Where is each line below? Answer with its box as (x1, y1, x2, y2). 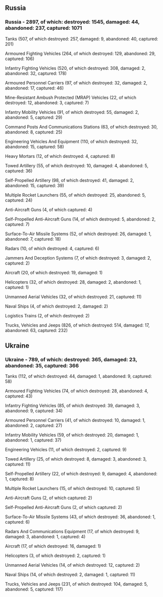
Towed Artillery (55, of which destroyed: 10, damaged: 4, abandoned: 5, (5, 162, 148, 168)
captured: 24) (5, 197, 33, 203)
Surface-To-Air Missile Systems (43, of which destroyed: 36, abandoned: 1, (5, 514, 156, 520)
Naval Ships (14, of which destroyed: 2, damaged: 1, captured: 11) (5, 572, 135, 577)
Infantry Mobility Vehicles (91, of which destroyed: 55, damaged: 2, (5, 109, 140, 115)
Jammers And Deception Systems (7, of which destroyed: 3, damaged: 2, (5, 255, 152, 261)
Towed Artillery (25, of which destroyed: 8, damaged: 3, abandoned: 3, (5, 456, 147, 462)
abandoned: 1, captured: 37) (5, 437, 62, 443)
